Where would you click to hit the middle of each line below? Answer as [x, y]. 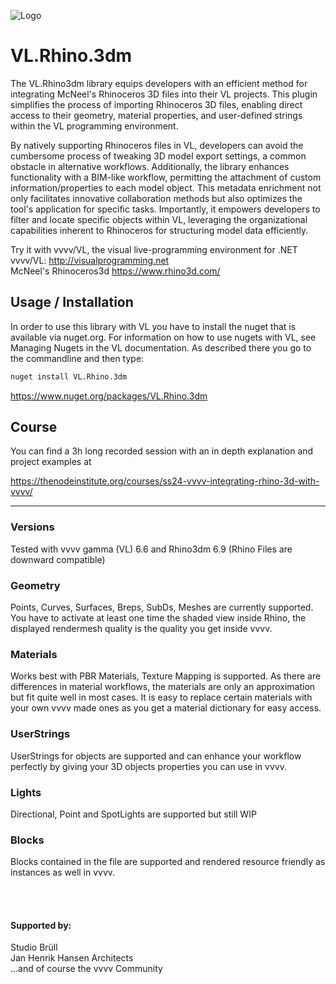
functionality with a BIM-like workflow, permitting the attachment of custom [166, 177]
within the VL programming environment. [94, 126]
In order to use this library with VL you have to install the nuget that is [153, 326]
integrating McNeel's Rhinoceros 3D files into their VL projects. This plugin [164, 94]
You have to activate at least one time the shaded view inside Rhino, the [158, 618]
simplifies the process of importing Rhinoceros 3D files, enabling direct [156, 104]
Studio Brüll [34, 947]
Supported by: [41, 925]
